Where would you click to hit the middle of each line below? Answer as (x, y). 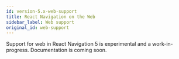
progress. (18, 50)
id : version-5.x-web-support (42, 11)
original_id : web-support (37, 27)
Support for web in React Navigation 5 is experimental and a (78, 44)
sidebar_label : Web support (40, 22)
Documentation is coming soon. (68, 50)
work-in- (163, 44)
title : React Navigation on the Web (51, 17)
